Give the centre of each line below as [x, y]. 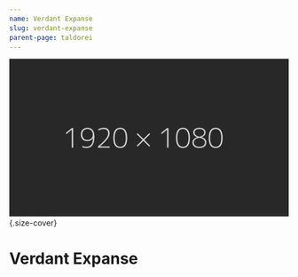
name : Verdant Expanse [51, 19]
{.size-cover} [33, 223]
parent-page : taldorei [51, 37]
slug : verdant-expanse [51, 28]
